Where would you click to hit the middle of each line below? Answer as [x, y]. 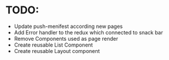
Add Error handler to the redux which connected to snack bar [88, 32]
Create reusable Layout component [57, 51]
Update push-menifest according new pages [68, 26]
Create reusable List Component [53, 45]
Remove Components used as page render [66, 38]
